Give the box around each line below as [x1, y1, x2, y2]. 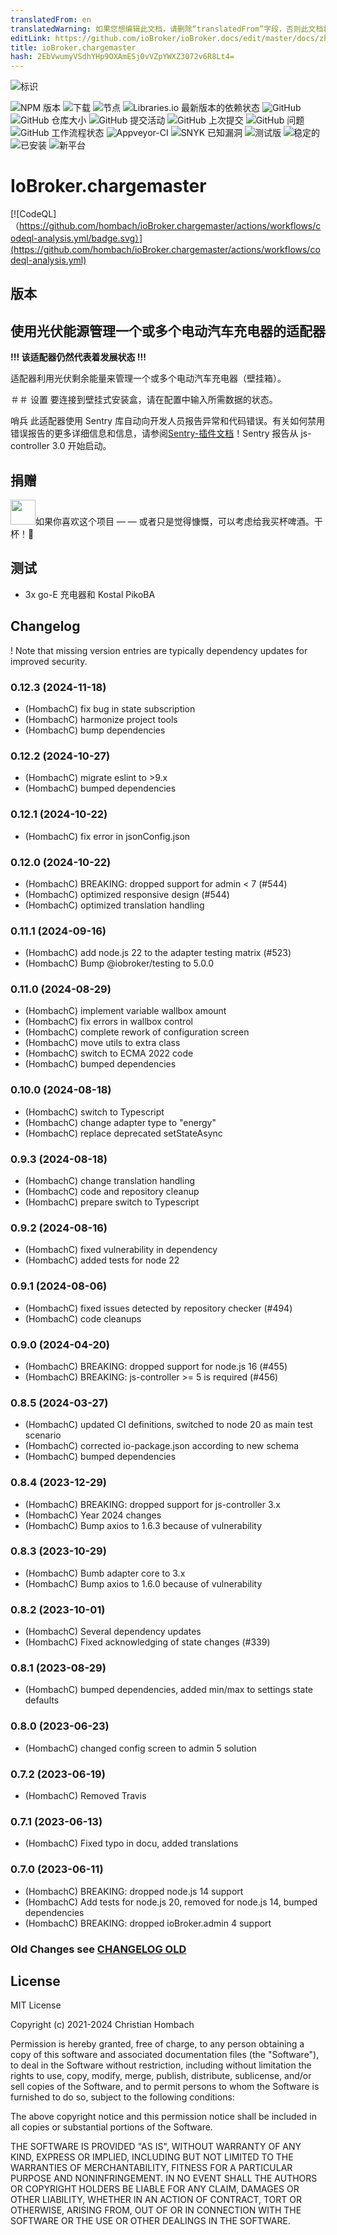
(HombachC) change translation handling [24, 1175, 195, 1187]
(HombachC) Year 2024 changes [24, 1509, 162, 1521]
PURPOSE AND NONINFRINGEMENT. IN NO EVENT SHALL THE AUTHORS [10, 2172, 318, 2185]
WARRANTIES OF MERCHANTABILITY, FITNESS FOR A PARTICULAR [10, 2162, 293, 2174]
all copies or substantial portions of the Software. [10, 2121, 213, 2133]
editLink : [10, 33, 52, 43]
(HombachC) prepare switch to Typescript [24, 1196, 200, 1208]
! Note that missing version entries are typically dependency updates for [10, 644, 308, 656]
